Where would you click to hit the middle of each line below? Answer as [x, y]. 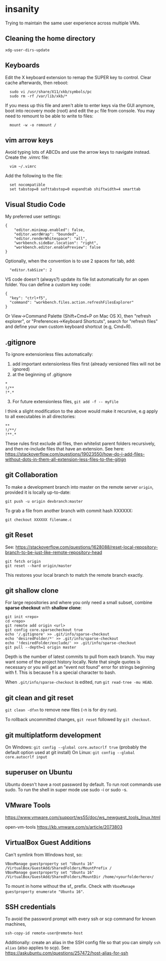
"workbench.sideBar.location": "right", [56, 243]
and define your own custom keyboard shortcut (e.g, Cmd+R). [69, 326]
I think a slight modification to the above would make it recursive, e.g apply [82, 411]
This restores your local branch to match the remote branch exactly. [74, 575]
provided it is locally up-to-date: [38, 492]
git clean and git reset [39, 698]
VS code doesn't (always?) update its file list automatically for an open [77, 279]
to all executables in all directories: [40, 416]
